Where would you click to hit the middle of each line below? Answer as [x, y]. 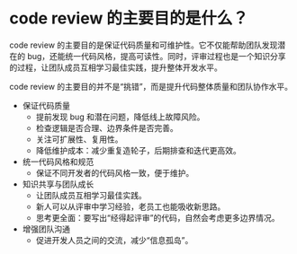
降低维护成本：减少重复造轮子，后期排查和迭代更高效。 [138, 150]
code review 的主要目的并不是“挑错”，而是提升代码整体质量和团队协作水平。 [151, 86]
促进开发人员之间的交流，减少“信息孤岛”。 [114, 240]
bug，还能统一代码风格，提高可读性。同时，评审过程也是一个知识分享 [156, 56]
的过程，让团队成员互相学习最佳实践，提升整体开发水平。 [116, 67]
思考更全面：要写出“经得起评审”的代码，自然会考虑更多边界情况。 [157, 217]
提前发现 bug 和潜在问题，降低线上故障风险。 [120, 117]
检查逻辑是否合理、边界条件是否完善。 [107, 127]
